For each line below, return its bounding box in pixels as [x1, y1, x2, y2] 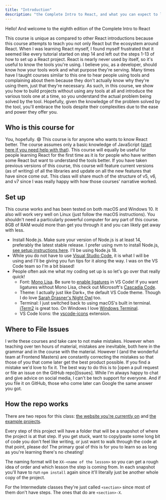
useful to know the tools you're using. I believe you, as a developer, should [5, 62, 157, 67]
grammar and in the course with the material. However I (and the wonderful [5, 348, 159, 355]
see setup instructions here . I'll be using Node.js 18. [12, 248, 118, 253]
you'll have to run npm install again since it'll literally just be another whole [5, 469, 159, 475]
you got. [5, 385, 22, 391]
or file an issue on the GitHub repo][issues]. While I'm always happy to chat [5, 370, 159, 375]
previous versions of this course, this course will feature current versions [5, 163, 154, 169]
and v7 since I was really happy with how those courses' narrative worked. [5, 179, 157, 185]
